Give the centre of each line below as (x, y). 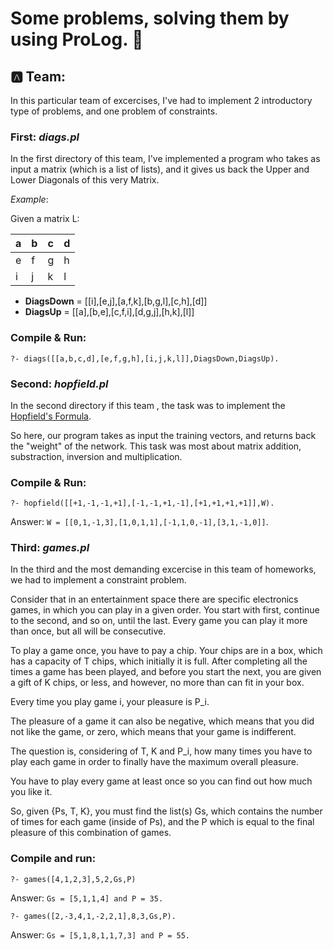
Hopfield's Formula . (51, 416)
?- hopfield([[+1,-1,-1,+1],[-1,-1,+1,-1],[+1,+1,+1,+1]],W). (142, 503)
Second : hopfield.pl (59, 384)
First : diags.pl (45, 137)
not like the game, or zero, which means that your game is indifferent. (153, 732)
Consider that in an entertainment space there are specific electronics (154, 599)
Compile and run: (53, 859)
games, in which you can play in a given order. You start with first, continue (165, 610)
